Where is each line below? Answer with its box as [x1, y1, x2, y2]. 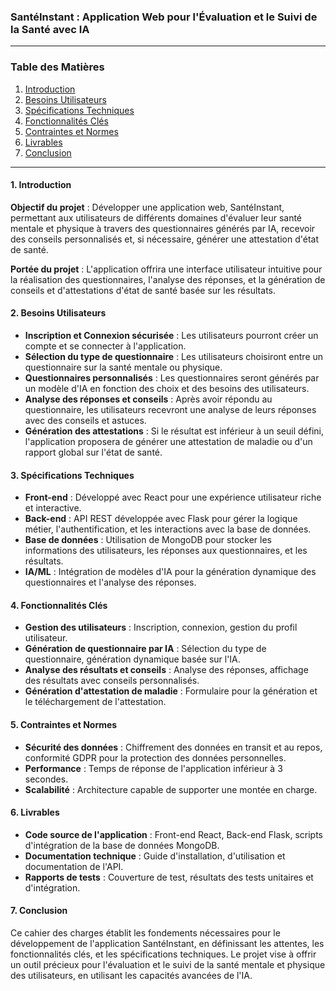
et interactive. [24, 502, 82, 514]
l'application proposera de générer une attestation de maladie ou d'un [24, 436, 313, 447]
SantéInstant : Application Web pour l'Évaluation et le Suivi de [10, 10, 318, 24]
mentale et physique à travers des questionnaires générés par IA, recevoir [10, 222, 316, 234]
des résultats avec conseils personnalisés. [24, 675, 200, 687]
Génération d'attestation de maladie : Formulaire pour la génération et [24, 685, 318, 697]
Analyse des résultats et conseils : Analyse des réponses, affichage [24, 664, 309, 676]
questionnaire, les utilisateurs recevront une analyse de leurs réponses [24, 404, 317, 415]
